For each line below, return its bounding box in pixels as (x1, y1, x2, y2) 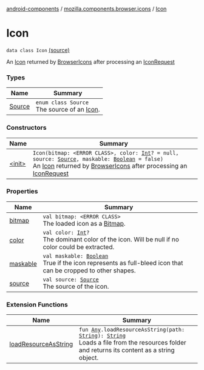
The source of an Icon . (35, 106, 100, 114)
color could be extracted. (42, 243, 115, 251)
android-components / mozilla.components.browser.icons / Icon (6, 5, 167, 12)
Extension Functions (6, 300, 68, 309)
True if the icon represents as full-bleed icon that (42, 258, 183, 267)
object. (78, 354, 99, 362)
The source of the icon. (42, 282, 109, 291)
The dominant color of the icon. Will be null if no (42, 235, 179, 243)
